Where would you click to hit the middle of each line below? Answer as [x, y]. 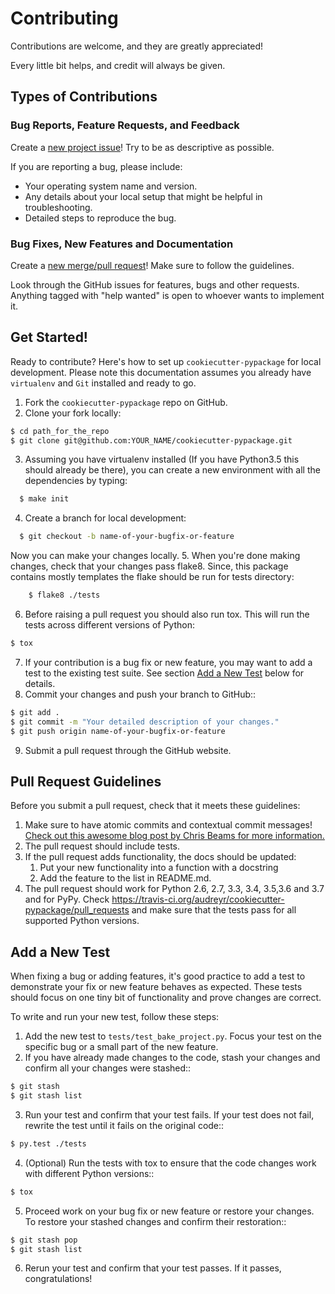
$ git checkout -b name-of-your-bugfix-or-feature [127, 537]
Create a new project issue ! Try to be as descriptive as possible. [142, 147]
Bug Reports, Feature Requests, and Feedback [125, 125]
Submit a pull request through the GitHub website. [128, 750]
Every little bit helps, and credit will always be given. [118, 65]
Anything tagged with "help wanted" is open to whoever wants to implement [167, 295]
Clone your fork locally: [73, 413]
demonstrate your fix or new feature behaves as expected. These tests [156, 987]
